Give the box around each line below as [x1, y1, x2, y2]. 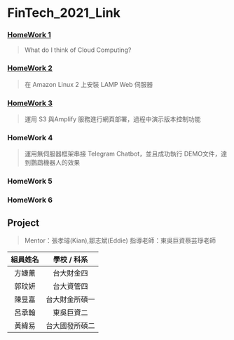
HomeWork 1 [7, 30, 51, 40]
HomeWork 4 [7, 133, 53, 142]
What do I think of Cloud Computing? [24, 46, 132, 54]
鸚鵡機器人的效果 [30, 158, 81, 167]
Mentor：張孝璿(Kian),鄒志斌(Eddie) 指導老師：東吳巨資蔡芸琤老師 [24, 236, 216, 245]
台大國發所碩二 [46, 321, 96, 331]
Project [7, 217, 40, 229]
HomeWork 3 [7, 98, 53, 108]
